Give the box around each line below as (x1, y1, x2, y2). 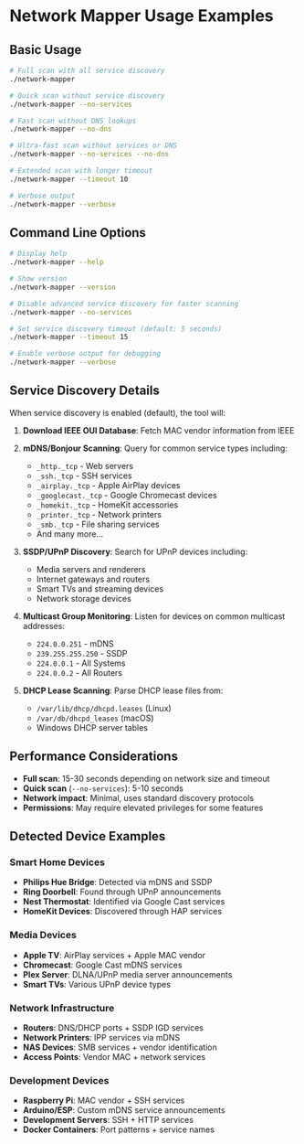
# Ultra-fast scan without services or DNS (9, 141, 178, 151)
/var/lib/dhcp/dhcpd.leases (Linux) (36, 702, 172, 713)
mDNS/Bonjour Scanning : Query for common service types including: (22, 443, 288, 454)
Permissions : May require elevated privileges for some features (22, 802, 264, 813)
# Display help (9, 249, 68, 259)
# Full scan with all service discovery (9, 66, 166, 75)
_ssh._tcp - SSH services (36, 470, 132, 481)
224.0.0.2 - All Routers (36, 667, 123, 678)
